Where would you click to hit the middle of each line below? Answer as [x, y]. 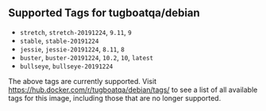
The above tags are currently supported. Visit [83, 81]
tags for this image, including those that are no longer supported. [115, 98]
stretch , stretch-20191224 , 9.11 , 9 [76, 32]
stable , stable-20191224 [59, 40]
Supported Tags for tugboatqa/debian [104, 13]
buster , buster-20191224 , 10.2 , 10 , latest [86, 57]
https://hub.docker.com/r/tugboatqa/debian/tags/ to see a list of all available [133, 90]
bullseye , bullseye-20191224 [66, 66]
